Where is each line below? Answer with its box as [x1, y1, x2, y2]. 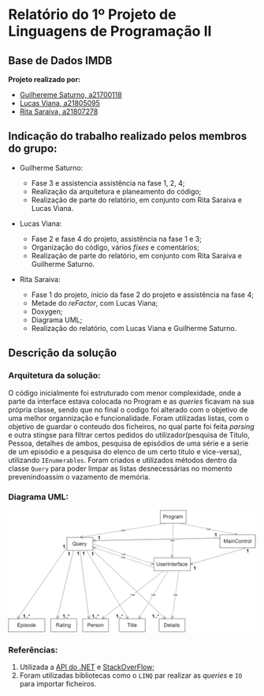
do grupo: [8, 142, 58, 156]
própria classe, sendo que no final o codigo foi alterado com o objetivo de [8, 404, 248, 414]
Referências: [8, 644, 58, 655]
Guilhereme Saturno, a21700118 [19, 90, 122, 100]
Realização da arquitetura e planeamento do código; [31, 186, 202, 196]
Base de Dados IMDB [8, 54, 113, 67]
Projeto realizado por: [8, 75, 81, 84]
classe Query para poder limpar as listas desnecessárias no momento [8, 464, 232, 473]
